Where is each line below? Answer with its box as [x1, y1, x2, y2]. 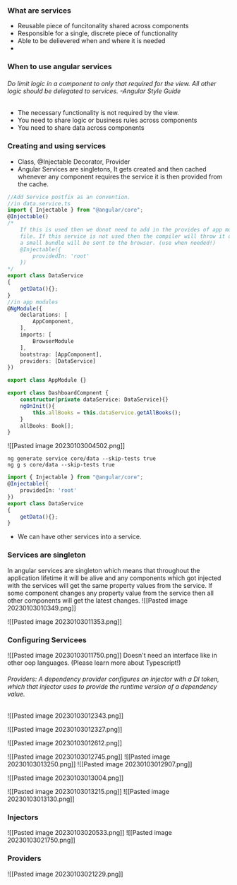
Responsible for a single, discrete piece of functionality [17, 29, 178, 37]
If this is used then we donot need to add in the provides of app [20, 227, 222, 234]
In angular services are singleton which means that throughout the [7, 566, 200, 574]
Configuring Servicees [7, 634, 87, 644]
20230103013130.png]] [7, 795, 75, 803]
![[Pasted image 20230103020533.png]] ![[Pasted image [7, 829, 173, 837]
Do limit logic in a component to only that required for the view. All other [7, 79, 217, 88]
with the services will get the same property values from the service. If [7, 581, 213, 589]
